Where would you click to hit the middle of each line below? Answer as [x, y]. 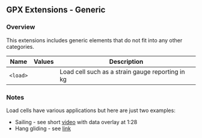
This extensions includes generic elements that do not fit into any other [94, 40]
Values [44, 61]
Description [126, 61]
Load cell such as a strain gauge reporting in [122, 72]
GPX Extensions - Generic [56, 10]
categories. [20, 46]
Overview [21, 27]
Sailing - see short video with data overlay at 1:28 [76, 122]
